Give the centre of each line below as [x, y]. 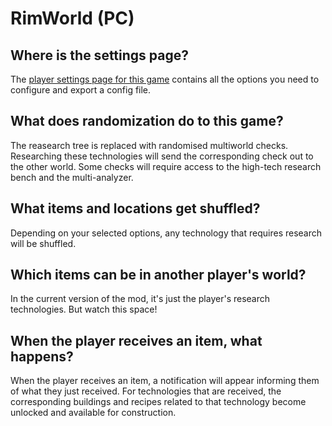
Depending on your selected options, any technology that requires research [166, 233]
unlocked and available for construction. [93, 413]
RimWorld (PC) [72, 18]
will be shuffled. [43, 243]
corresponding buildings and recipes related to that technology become [158, 402]
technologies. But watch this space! [84, 309]
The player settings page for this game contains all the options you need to [165, 79]
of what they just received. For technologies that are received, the [146, 391]
